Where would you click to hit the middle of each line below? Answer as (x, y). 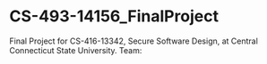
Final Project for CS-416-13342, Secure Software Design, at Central (133, 41)
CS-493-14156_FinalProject (114, 16)
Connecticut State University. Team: (76, 50)
